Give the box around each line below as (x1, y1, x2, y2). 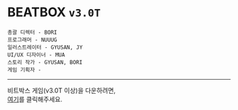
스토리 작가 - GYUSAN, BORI (7, 59, 83, 66)
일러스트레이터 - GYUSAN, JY (7, 44, 83, 51)
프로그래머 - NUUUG (7, 36, 57, 43)
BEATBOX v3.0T (7, 4, 101, 20)
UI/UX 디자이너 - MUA (7, 51, 65, 59)
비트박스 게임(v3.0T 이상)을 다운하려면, (7, 86, 116, 94)
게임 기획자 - (7, 66, 42, 73)
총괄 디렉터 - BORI (7, 29, 57, 36)
